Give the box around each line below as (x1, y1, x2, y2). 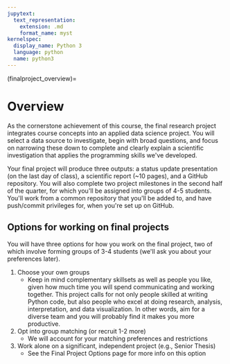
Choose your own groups (17, 268, 90, 276)
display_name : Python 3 (13, 42, 82, 49)
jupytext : (7, 10, 36, 17)
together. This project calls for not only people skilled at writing (27, 290, 208, 298)
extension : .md (19, 23, 64, 30)
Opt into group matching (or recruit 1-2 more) (17, 327, 147, 335)
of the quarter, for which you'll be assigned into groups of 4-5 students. (7, 187, 212, 195)
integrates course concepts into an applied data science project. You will (7, 129, 215, 137)
